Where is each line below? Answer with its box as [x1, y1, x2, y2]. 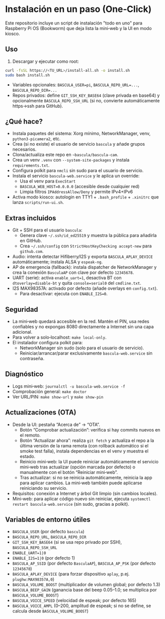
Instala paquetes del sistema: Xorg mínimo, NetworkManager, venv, [12, 131, 151, 137]
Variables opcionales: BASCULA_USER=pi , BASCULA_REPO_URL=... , [12, 81, 140, 88]
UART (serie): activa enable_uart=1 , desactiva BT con [12, 275, 122, 281]
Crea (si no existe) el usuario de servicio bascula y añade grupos [12, 141, 145, 147]
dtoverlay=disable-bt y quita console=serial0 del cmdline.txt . [12, 280, 142, 286]
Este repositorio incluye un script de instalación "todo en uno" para [5, 20, 143, 26]
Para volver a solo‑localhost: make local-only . [12, 334, 107, 340]
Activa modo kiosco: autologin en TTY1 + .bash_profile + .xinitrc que [12, 194, 159, 200]
